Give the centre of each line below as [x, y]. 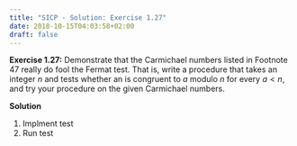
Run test [38, 133]
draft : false [34, 34]
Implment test [48, 123]
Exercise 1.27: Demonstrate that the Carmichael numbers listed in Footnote [148, 60]
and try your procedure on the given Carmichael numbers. [117, 89]
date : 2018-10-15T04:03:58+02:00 [72, 26]
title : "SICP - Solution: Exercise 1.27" [88, 18]
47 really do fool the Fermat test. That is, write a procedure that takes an [143, 69]
